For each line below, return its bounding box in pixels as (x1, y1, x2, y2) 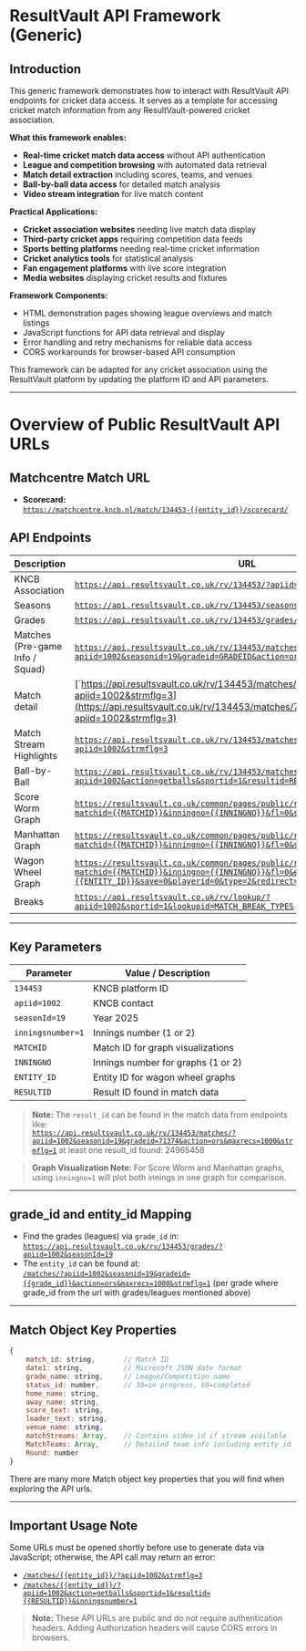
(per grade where (212, 1278, 279, 1289)
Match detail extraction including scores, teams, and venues (22, 170, 253, 180)
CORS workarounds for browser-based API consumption (22, 347, 236, 357)
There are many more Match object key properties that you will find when (9, 1473, 285, 1484)
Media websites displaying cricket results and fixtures (22, 273, 228, 283)
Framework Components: (9, 290, 108, 301)
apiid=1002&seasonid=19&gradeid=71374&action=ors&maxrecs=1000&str (31, 1137, 293, 1146)
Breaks (14, 895, 44, 908)
